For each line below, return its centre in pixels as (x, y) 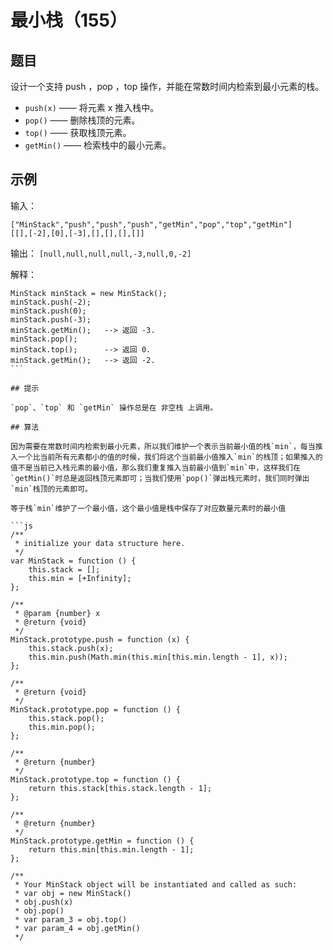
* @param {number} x (57, 613)
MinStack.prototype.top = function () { (96, 779)
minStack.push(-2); (51, 302)
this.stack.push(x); (71, 648)
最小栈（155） (69, 20)
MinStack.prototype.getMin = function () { (102, 841)
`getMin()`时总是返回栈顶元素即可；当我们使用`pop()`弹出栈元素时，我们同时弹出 (160, 478)
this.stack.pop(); (66, 718)
